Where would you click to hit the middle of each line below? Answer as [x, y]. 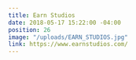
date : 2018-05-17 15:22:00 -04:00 [65, 23]
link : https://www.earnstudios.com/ [68, 44]
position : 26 [29, 30]
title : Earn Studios [42, 15]
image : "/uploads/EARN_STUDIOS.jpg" [68, 37]
